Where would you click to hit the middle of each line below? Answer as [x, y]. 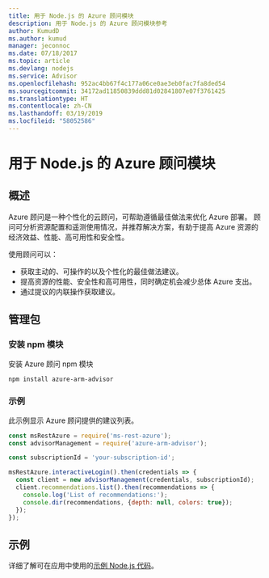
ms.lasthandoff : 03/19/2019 [56, 114]
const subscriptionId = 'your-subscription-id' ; [92, 458]
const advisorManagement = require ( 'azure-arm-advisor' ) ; [108, 443]
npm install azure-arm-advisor [61, 379]
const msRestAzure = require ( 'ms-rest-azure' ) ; [90, 436]
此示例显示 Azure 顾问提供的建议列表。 [74, 420]
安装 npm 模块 [36, 344]
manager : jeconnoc [39, 46]
